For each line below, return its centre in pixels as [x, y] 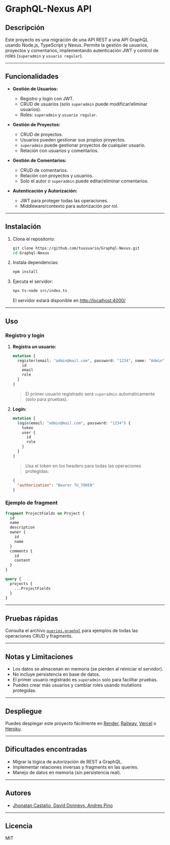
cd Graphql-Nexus [31, 253]
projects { [21, 583]
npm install [25, 272]
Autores [18, 793]
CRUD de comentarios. [44, 170]
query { [13, 579]
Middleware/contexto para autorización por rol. [69, 206]
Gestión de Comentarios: [39, 160]
